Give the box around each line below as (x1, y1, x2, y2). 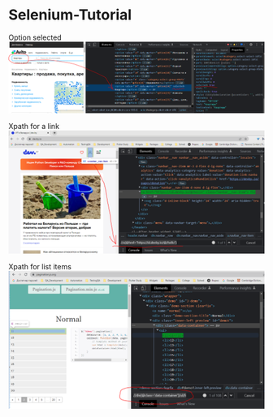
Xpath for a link (8, 121, 59, 131)
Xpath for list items (8, 261, 71, 271)
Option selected (8, 32, 63, 42)
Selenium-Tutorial (8, 6, 132, 24)
